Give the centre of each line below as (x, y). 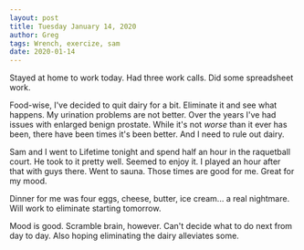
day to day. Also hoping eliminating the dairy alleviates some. (124, 236)
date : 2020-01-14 (42, 52)
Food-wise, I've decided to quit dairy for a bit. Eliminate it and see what (143, 105)
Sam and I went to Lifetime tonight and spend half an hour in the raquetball (150, 152)
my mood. (28, 181)
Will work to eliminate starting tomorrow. (85, 208)
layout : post (34, 18)
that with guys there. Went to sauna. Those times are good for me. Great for (152, 172)
